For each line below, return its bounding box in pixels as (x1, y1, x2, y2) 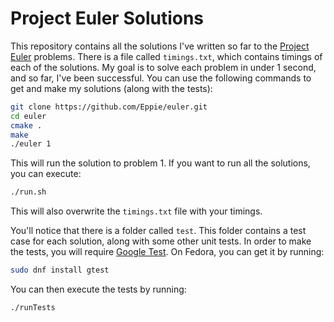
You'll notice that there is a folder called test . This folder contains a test (10, 225, 307, 237)
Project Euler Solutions (10, 7, 205, 30)
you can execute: (10, 168, 82, 180)
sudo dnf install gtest (10, 265, 110, 276)
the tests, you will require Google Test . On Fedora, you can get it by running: (10, 246, 325, 258)
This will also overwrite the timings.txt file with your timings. (10, 205, 263, 217)
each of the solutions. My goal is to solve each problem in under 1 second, (10, 61, 317, 73)
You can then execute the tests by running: (10, 283, 187, 296)
